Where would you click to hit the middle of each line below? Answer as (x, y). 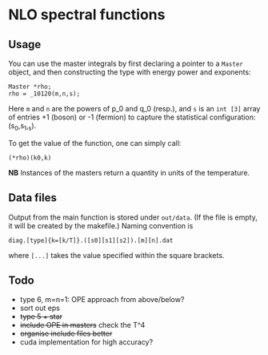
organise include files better (66, 333)
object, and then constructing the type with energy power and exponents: (130, 72)
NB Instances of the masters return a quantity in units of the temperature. (129, 172)
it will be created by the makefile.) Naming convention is (101, 225)
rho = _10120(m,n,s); (44, 94)
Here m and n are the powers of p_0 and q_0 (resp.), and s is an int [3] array (134, 109)
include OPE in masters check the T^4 (82, 325)
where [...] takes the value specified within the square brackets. (116, 255)
